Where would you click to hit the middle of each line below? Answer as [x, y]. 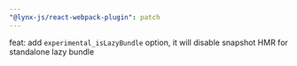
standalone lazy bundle [52, 51]
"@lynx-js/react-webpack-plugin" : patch [85, 17]
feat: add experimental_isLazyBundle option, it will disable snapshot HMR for [148, 42]
